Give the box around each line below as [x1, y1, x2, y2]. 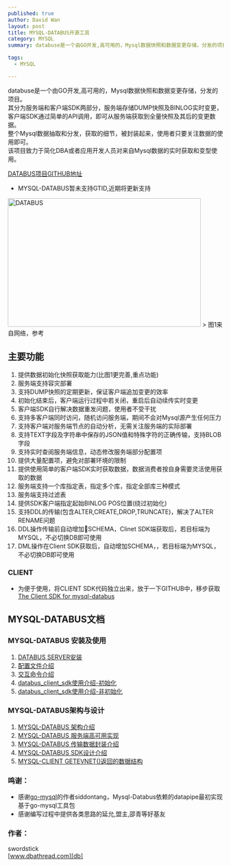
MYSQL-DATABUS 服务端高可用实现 [17, 731, 119, 739]
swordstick [8, 845, 39, 853]
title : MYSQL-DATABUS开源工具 [8, 29, 90, 36]
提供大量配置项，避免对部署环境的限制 [17, 456, 126, 464]
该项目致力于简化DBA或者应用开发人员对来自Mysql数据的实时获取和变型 [8, 146, 212, 154]
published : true [8, 10, 54, 17]
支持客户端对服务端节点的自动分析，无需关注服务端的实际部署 [17, 422, 193, 430]
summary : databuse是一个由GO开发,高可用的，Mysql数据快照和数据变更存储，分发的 [8, 42, 218, 49]
